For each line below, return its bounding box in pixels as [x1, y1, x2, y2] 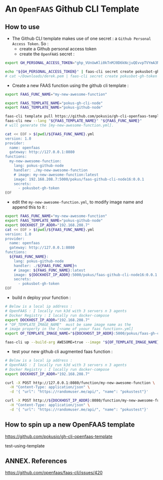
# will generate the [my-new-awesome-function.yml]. [5, 123, 114, 128]
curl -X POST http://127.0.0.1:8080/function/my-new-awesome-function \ [5, 380, 155, 385]
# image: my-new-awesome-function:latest [14, 172, 98, 177]
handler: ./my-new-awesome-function [14, 167, 88, 173]
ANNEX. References [5, 457, 67, 465]
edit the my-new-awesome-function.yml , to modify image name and [12, 199, 143, 205]
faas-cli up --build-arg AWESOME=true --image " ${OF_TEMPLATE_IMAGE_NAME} [5, 340, 160, 345]
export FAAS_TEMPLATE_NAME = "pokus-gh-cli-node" [5, 100, 103, 105]
